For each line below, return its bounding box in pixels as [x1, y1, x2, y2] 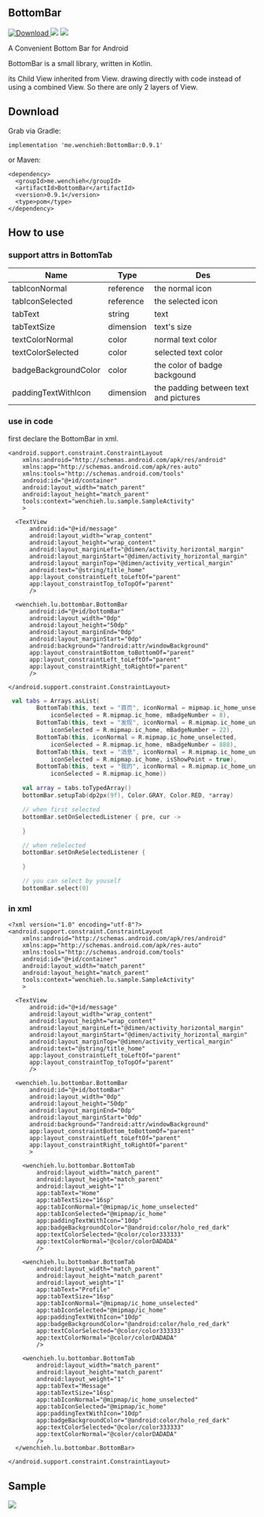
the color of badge [154, 360, 222, 371]
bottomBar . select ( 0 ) [22, 884, 90, 892]
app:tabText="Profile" [36, 1286, 111, 1294]
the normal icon [154, 283, 212, 294]
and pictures [154, 393, 200, 404]
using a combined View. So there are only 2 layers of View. [8, 82, 198, 91]
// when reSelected [22, 841, 86, 849]
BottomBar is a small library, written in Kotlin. [8, 58, 153, 68]
